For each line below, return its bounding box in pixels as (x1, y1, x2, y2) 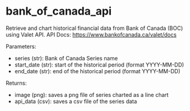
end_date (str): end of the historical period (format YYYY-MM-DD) (14, 67, 181, 74)
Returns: (5, 79, 27, 87)
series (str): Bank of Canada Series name (14, 54, 118, 62)
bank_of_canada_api (5, 4, 112, 18)
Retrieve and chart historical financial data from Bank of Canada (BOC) (5, 24, 183, 32)
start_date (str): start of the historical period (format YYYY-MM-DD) (14, 61, 185, 68)
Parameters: (5, 43, 37, 50)
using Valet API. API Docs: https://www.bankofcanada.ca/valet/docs (5, 30, 177, 38)
